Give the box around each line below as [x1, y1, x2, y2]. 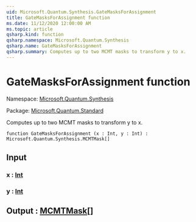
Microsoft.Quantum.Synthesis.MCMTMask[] [6, 135, 111, 142]
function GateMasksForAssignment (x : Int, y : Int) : [6, 131, 149, 137]
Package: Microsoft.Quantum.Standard [6, 107, 104, 114]
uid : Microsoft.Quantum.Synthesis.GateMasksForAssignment [6, 9, 156, 15]
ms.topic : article [6, 26, 53, 32]
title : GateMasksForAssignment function [6, 15, 111, 21]
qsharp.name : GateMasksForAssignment [6, 43, 102, 49]
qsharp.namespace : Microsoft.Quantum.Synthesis [6, 37, 130, 43]
